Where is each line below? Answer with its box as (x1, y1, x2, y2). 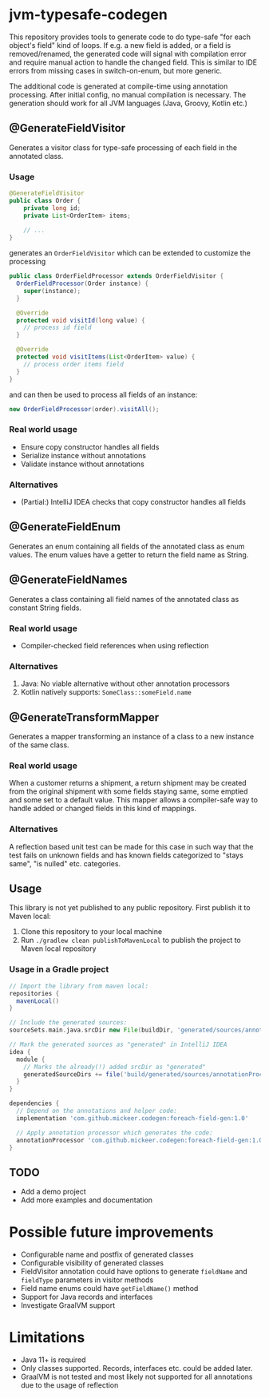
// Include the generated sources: (9, 1019, 128, 1027)
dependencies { (9, 1099, 60, 1107)
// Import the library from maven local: (9, 982, 149, 990)
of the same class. (9, 740, 70, 750)
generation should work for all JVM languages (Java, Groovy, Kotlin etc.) (9, 98, 248, 108)
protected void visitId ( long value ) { (16, 316, 146, 324)
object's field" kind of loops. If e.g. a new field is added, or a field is (9, 40, 231, 50)
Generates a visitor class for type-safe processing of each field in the (9, 142, 238, 152)
